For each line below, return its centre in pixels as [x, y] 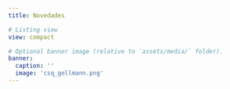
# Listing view [33, 30]
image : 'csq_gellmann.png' [59, 73]
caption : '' [35, 66]
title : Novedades [37, 15]
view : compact [32, 37]
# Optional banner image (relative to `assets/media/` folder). [116, 51]
